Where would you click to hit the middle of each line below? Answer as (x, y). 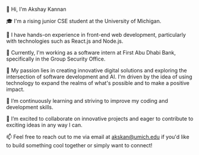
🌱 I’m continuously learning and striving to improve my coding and (87, 101)
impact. (15, 89)
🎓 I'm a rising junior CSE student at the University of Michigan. (84, 21)
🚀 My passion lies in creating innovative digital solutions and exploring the (97, 70)
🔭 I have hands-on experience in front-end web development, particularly (96, 35)
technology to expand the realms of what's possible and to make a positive (98, 83)
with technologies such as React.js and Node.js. (65, 41)
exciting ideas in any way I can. (45, 125)
